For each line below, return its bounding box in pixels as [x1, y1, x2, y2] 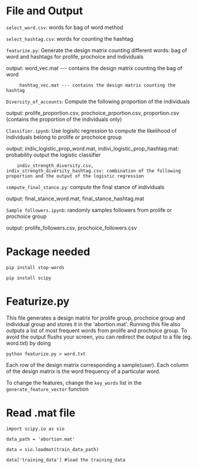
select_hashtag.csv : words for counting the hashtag [6, 35, 134, 42]
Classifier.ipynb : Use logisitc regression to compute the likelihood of [6, 127, 177, 134]
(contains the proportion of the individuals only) [6, 116, 122, 123]
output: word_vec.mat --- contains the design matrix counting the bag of [6, 64, 183, 72]
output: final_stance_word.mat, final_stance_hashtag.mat [6, 194, 145, 202]
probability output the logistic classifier [6, 151, 102, 158]
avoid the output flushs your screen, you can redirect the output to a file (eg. [6, 333, 192, 340]
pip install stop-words [6, 264, 65, 270]
